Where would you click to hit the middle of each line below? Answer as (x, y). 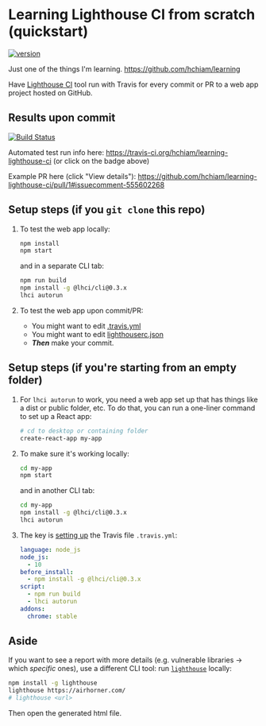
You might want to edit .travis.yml (86, 326)
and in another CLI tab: (57, 491)
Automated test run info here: (56, 152)
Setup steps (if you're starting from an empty (122, 368)
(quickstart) (48, 31)
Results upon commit (62, 118)
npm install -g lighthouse (53, 683)
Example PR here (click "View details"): (72, 176)
